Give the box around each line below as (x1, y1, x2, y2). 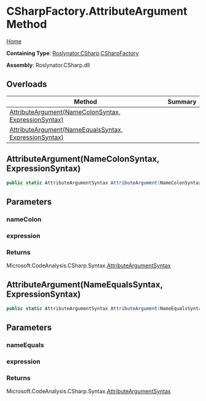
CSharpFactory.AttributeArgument (6, 4, 188, 18)
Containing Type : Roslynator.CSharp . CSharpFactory (6, 49, 139, 56)
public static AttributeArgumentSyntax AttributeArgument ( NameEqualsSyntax (6, 305, 204, 311)
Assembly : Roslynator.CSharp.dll (6, 61, 90, 69)
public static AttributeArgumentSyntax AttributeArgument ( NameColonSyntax (6, 180, 202, 186)
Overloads (6, 79, 47, 90)
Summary (167, 97, 197, 105)
